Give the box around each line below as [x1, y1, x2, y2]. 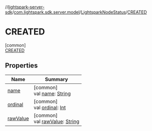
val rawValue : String [33, 118, 79, 125]
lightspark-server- [8, 4, 45, 10]
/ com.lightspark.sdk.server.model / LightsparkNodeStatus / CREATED [12, 9, 147, 15]
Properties [5, 62, 38, 70]
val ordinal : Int [33, 104, 66, 111]
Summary [45, 76, 68, 82]
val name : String [33, 90, 71, 97]
